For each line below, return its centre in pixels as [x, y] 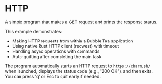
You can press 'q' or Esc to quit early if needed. [53, 76]
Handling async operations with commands [56, 51]
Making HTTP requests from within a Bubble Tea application [72, 41]
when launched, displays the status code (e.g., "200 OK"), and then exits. [79, 71]
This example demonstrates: [34, 31]
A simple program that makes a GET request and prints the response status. [81, 22]
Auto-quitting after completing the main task [57, 56]
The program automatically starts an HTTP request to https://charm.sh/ [78, 66]
